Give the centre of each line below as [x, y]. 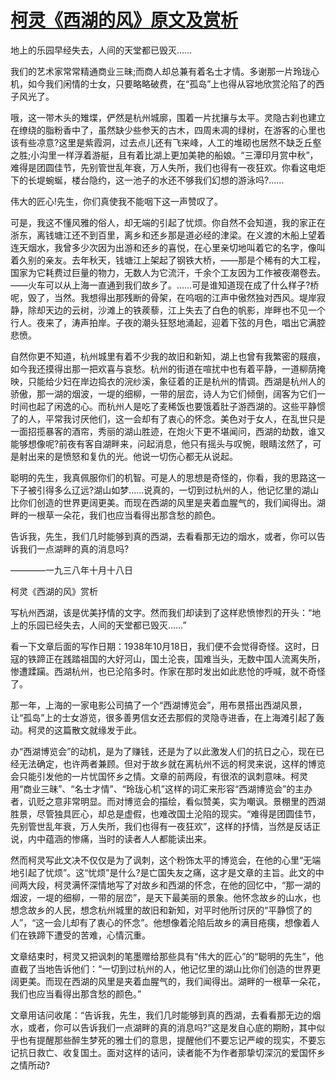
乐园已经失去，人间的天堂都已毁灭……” [107, 625]
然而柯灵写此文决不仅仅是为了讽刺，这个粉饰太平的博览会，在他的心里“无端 [166, 860]
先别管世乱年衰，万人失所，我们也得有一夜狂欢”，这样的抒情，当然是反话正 [166, 826]
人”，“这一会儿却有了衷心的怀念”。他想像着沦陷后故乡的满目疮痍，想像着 [161, 922]
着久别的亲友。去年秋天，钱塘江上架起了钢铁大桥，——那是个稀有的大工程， [168, 260]
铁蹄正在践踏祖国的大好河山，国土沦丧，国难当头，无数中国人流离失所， [176, 658]
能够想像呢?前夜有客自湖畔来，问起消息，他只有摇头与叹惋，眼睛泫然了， [161, 443]
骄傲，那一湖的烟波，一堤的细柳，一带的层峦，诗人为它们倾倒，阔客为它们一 [168, 393]
